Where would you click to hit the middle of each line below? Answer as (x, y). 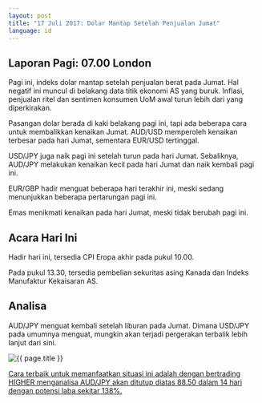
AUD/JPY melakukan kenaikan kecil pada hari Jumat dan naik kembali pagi (131, 164)
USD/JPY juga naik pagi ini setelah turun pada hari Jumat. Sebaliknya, (123, 156)
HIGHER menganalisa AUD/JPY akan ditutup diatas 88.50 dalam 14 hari (125, 382)
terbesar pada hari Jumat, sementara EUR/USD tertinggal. (104, 140)
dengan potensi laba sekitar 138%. (65, 390)
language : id (30, 30)
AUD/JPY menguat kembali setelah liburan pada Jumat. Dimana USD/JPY (129, 325)
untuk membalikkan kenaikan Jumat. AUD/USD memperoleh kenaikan (123, 132)
